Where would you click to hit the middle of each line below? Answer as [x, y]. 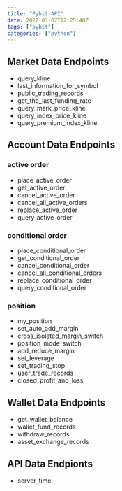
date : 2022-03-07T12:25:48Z [48, 20]
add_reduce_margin [46, 351]
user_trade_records [45, 373]
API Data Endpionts [50, 463]
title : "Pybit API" [36, 14]
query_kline [34, 78]
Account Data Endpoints [61, 145]
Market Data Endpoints [58, 61]
